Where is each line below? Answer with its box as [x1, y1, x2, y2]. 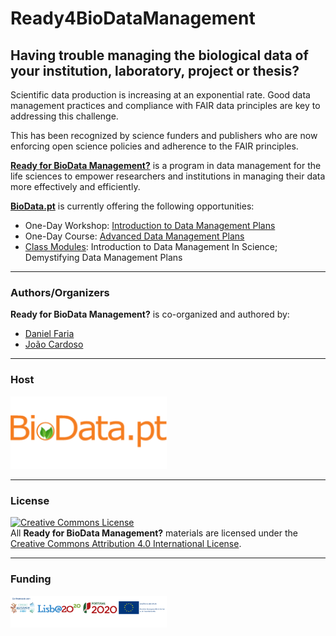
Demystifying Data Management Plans [24, 252, 183, 263]
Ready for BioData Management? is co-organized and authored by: [10, 308, 290, 321]
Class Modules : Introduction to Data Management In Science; [24, 241, 278, 252]
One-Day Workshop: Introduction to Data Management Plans [24, 220, 276, 231]
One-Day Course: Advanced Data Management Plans [24, 230, 245, 242]
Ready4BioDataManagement [10, 7, 256, 30]
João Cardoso [24, 338, 84, 351]
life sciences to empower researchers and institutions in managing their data [10, 170, 326, 182]
